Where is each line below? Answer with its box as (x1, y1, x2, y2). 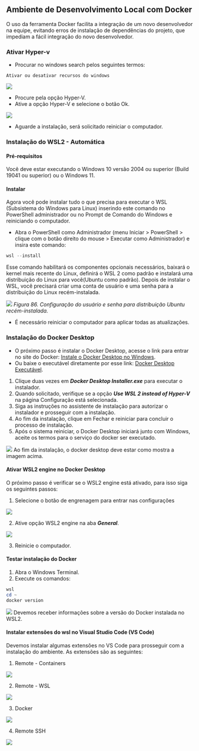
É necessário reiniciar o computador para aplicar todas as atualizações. (14, 319, 190, 326)
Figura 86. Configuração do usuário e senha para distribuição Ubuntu (13, 301, 185, 308)
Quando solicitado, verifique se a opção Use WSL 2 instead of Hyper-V (14, 390, 191, 397)
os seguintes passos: (6, 485, 58, 492)
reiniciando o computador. (6, 217, 70, 224)
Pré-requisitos (6, 152, 43, 159)
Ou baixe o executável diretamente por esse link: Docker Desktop (14, 359, 175, 366)
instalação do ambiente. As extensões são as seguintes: (6, 648, 143, 655)
